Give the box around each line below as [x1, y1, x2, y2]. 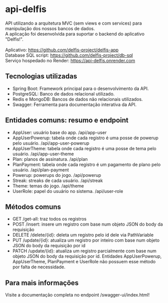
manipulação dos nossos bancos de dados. [5, 25, 95, 31]
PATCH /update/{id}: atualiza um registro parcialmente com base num [12, 248, 157, 254]
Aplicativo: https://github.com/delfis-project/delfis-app [5, 47, 119, 53]
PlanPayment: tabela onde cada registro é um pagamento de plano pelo [12, 161, 161, 167]
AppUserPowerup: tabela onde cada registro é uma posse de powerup [12, 135, 159, 141]
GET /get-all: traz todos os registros [12, 216, 87, 222]
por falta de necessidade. [12, 264, 66, 270]
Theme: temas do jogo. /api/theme [12, 182, 84, 189]
